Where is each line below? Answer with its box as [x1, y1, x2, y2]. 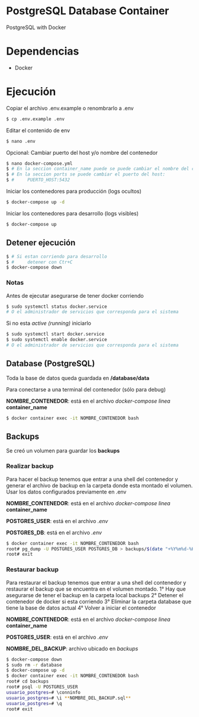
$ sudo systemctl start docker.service [6, 331, 105, 337]
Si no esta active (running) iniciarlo [6, 320, 92, 327]
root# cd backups [6, 678, 49, 684]
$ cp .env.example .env [6, 116, 65, 122]
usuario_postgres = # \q [6, 700, 62, 706]
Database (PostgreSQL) [6, 359, 95, 369]
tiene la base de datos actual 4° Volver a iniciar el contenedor [6, 604, 156, 611]
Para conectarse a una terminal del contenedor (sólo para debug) [6, 385, 166, 393]
